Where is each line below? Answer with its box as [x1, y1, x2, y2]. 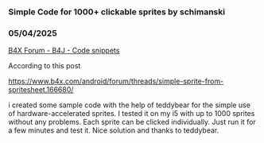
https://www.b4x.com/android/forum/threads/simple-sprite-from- [8, 76, 224, 86]
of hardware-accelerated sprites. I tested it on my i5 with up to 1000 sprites [8, 109, 255, 118]
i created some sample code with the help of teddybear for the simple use [8, 100, 250, 110]
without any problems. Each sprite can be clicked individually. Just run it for [8, 118, 256, 127]
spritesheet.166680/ [8, 85, 74, 95]
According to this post [8, 61, 81, 71]
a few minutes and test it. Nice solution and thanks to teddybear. [8, 126, 219, 135]
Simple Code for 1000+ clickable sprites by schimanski [8, 6, 225, 17]
